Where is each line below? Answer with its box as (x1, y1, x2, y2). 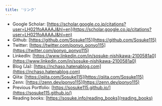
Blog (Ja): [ (12, 63, 36, 69)
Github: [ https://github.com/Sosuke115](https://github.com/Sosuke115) (12, 37, 157, 43)
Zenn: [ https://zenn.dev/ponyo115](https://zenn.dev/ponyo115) (12, 79, 140, 85)
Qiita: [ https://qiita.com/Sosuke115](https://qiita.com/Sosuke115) (12, 74, 144, 80)
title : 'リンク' (5, 7, 37, 12)
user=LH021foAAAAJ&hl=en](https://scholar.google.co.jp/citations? (12, 26, 152, 32)
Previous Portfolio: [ (12, 84, 53, 90)
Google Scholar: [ (12, 21, 49, 27)
